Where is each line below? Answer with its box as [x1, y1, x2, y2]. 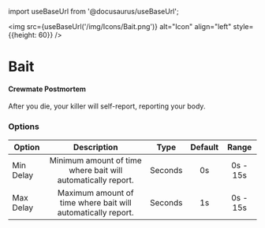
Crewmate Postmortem [8, 84, 87, 94]
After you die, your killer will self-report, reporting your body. [8, 101, 206, 111]
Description [73, 142, 118, 153]
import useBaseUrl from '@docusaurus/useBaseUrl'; [8, 7, 179, 16]
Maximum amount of [57, 187, 134, 198]
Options [8, 121, 39, 132]
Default [190, 142, 219, 153]
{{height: [8, 31, 37, 39]
